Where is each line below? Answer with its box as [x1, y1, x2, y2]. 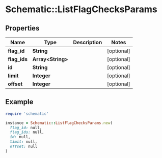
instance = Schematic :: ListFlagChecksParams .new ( [5, 120, 113, 125]
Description [73, 39, 102, 46]
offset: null [10, 144, 38, 149]
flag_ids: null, [10, 130, 44, 135]
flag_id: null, [10, 125, 42, 130]
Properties [5, 24, 40, 33]
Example [5, 98, 34, 106]
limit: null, [10, 139, 38, 144]
